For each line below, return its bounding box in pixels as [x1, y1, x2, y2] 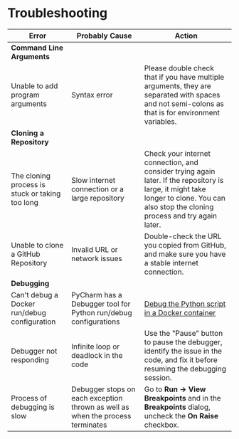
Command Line [11, 43, 64, 53]
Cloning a [11, 128, 44, 138]
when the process [70, 411, 132, 421]
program [11, 90, 40, 100]
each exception [70, 393, 123, 403]
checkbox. [144, 420, 179, 430]
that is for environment [144, 107, 221, 117]
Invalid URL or [70, 244, 119, 254]
